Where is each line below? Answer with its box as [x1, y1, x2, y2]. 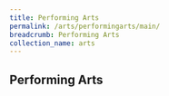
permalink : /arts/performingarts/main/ [9, 22, 161, 31]
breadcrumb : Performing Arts [9, 30, 120, 39]
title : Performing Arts [9, 13, 100, 23]
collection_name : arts [9, 38, 95, 48]
